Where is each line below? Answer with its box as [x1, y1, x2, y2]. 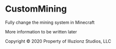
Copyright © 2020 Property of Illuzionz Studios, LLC [5, 38, 112, 44]
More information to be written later [5, 29, 77, 34]
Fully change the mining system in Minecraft [5, 19, 95, 25]
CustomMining [5, 3, 67, 15]
